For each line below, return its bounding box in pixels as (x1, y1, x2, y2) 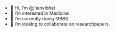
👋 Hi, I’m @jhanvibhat (10, 5, 55, 11)
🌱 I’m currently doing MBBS (10, 16, 68, 21)
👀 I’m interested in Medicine (10, 10, 69, 16)
